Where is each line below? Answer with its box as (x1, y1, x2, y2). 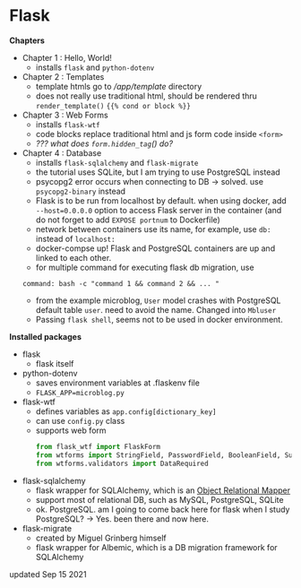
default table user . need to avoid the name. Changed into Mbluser (35, 304, 277, 315)
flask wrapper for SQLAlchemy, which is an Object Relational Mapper (35, 485, 291, 496)
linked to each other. (35, 252, 112, 263)
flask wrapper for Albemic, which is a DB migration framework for (35, 541, 278, 552)
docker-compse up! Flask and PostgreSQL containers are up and (35, 243, 276, 254)
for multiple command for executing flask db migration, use (35, 262, 254, 272)
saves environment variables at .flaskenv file (35, 377, 200, 388)
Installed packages (9, 331, 82, 342)
